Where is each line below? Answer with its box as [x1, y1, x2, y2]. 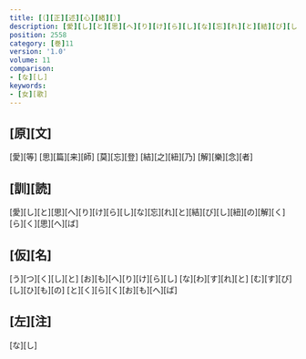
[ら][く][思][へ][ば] [9, 218, 79, 229]
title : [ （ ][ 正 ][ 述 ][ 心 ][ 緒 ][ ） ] [9, 13, 121, 23]
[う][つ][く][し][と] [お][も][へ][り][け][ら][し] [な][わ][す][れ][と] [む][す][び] [9, 272, 293, 283]
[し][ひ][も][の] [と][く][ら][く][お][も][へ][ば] [9, 284, 178, 295]
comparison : [9, 65, 55, 74]
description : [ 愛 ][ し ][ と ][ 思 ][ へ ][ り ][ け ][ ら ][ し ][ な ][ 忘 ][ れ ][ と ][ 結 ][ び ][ [9, 22, 291, 31]
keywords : [9, 81, 47, 90]
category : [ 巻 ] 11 [9, 38, 75, 48]
